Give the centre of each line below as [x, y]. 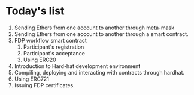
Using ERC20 [40, 60]
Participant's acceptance [54, 53]
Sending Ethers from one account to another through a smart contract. [101, 34]
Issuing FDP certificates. [45, 85]
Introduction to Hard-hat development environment [77, 66]
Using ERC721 [31, 79]
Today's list [35, 11]
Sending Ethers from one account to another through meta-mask [94, 28]
